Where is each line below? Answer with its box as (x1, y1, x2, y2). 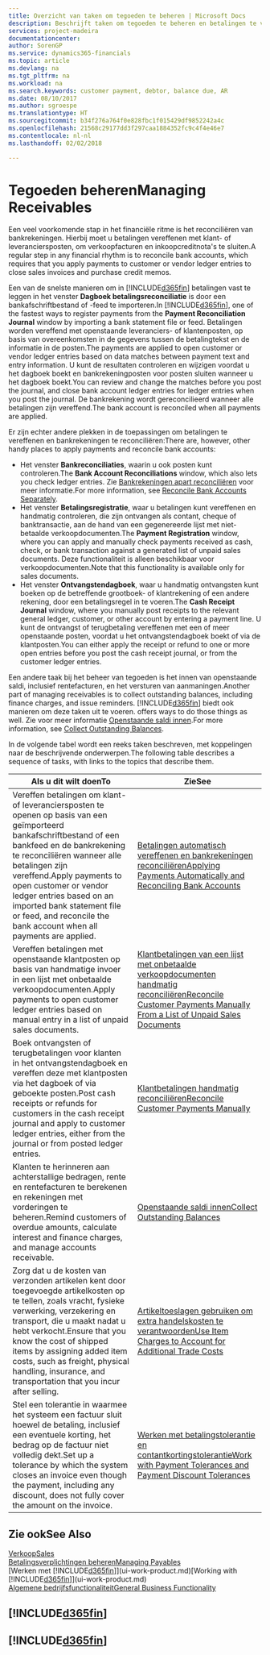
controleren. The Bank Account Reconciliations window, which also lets (19, 468, 258, 478)
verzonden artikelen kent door (12, 1275, 126, 1287)
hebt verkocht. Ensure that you (12, 1325, 126, 1337)
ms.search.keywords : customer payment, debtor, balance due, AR (8, 86, 228, 95)
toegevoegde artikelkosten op (12, 1285, 125, 1296)
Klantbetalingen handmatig (137, 1083, 239, 1094)
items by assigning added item (12, 1345, 128, 1357)
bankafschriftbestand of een (12, 830, 120, 841)
